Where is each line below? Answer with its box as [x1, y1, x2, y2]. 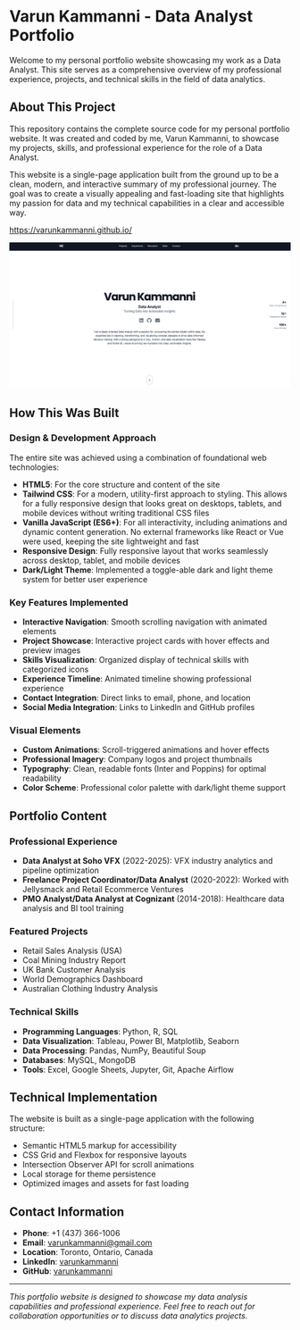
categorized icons [21, 664, 89, 675]
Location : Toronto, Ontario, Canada [21, 1247, 154, 1258]
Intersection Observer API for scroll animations [21, 1159, 195, 1170]
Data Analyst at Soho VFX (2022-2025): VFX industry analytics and [21, 856, 274, 866]
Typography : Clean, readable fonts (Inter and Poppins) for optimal [21, 764, 267, 774]
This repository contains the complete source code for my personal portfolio [9, 123, 290, 134]
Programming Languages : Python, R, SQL [21, 1025, 179, 1037]
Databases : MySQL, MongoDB [21, 1054, 137, 1065]
